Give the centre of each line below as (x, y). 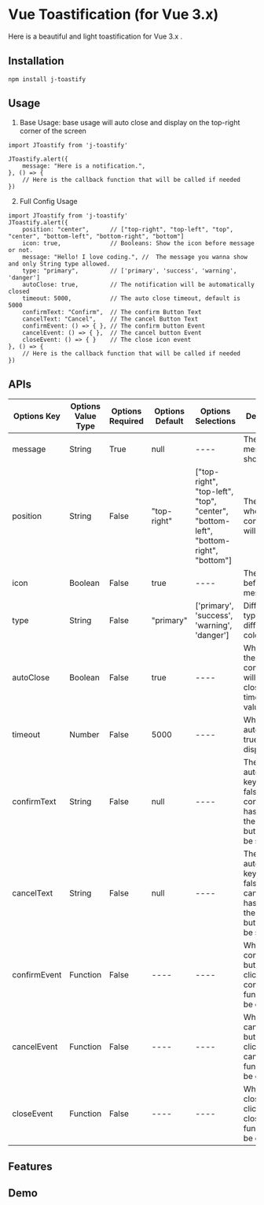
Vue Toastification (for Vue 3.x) (113, 15)
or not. (21, 250)
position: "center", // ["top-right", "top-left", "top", (128, 229)
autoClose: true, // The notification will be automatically (139, 284)
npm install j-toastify (47, 79)
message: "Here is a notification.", (84, 166)
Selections (215, 421)
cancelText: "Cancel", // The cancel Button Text (110, 319)
